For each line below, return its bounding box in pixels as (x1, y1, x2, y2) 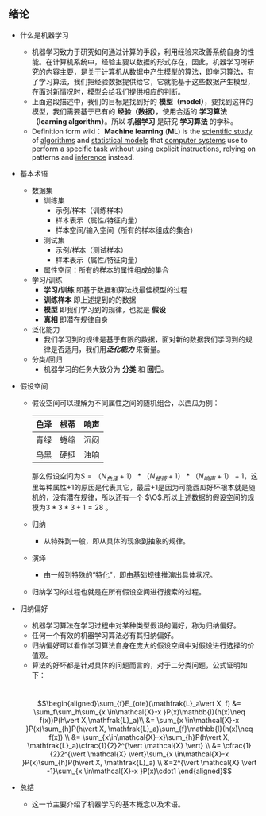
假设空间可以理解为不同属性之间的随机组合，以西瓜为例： (31, 398, 220, 408)
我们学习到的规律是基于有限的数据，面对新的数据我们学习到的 (43, 335, 246, 344)
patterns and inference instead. (31, 152, 135, 161)
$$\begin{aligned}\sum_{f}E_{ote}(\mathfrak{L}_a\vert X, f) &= (37, 698, 242, 708)
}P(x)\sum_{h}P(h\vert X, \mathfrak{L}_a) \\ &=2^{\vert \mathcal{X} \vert (21, 757, 257, 767)
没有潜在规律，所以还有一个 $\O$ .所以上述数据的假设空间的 (52, 492, 248, 502)
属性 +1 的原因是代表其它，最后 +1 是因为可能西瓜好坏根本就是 (52, 482, 249, 492)
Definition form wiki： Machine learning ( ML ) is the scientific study (31, 126, 253, 136)
